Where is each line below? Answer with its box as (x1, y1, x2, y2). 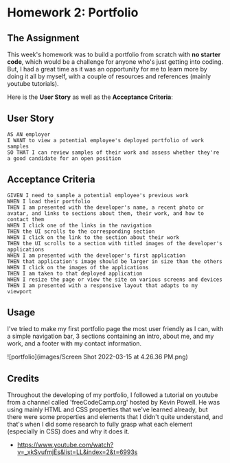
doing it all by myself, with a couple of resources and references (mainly (7, 72, 211, 80)
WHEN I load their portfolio (7, 198, 91, 205)
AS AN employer (7, 131, 51, 138)
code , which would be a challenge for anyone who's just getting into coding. (7, 58, 224, 66)
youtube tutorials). (7, 80, 60, 87)
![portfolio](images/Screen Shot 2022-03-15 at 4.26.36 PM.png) (7, 352, 189, 361)
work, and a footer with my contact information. (7, 339, 142, 348)
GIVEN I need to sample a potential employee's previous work (7, 192, 189, 199)
